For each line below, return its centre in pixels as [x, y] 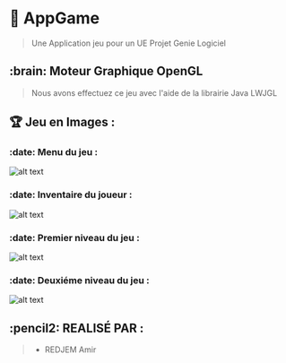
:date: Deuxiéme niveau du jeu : [79, 280]
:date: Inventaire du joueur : [71, 194]
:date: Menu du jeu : [54, 152]
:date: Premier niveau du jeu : [75, 238]
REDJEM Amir [70, 350]
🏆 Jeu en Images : [62, 122]
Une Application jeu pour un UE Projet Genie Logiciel [129, 43]
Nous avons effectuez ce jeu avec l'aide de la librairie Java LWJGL [154, 92]
